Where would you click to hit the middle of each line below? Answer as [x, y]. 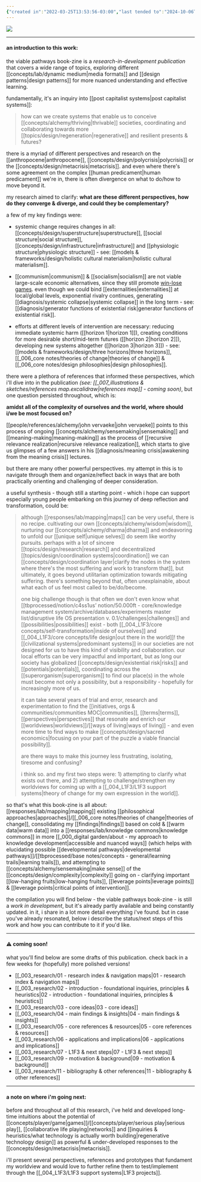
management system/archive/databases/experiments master [96, 611]
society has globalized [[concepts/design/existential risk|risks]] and [104, 662]
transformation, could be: [37, 505]
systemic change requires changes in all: [65, 226]
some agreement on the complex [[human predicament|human [83, 172]
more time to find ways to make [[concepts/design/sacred [92, 731]
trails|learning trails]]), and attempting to [56, 862]
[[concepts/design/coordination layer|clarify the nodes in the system [105, 562]
